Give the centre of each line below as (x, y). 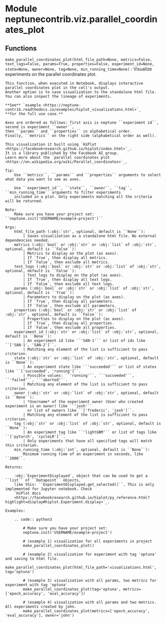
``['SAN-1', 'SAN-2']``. (31, 345)
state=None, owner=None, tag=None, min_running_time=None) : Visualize (79, 69)
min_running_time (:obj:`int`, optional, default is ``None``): (82, 450)
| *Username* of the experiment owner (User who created (83, 402)
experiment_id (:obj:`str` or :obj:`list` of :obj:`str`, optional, (86, 332)
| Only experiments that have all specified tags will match (88, 441)
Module (21, 9)
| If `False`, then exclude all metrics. (67, 262)
